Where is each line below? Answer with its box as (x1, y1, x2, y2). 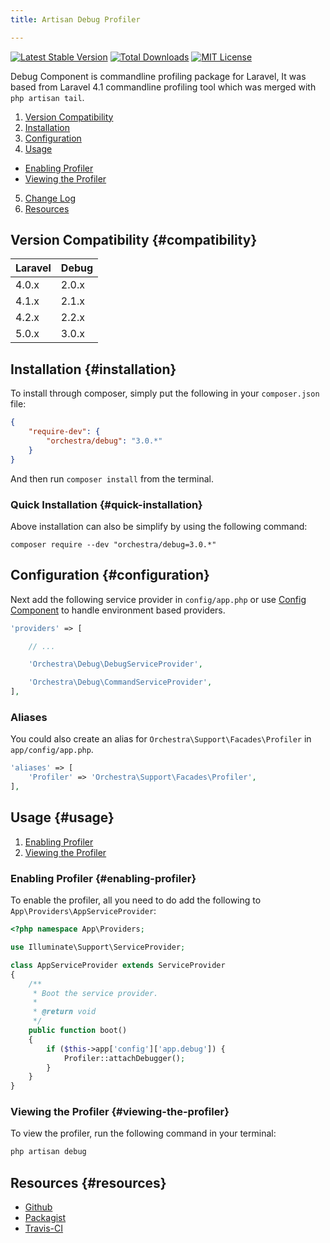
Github (24, 1201, 53, 1213)
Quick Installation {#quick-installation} (10, 497, 203, 511)
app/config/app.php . (10, 744, 94, 756)
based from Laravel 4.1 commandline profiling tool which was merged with (10, 81, 317, 93)
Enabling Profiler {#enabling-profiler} (10, 871, 197, 885)
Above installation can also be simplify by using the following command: (10, 520, 308, 532)
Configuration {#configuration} (10, 567, 210, 584)
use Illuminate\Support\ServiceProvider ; (10, 942, 186, 953)
